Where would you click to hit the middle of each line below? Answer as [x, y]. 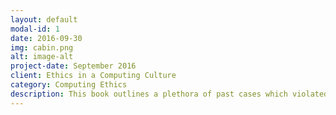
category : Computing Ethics [69, 85]
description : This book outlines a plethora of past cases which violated [169, 94]
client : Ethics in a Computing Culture [93, 76]
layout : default [44, 19]
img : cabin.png [42, 47]
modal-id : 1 [35, 29]
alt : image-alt [42, 57]
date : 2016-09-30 [46, 38]
